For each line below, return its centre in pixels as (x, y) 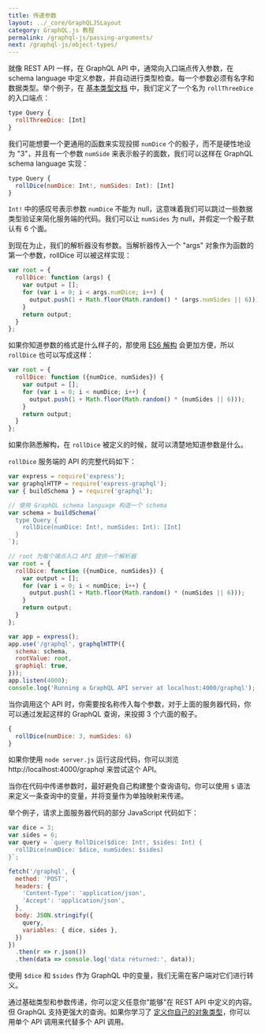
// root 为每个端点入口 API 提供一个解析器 (72, 556)
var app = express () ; (44, 636)
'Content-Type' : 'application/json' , (84, 894)
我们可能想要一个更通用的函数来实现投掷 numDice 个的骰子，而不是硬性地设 (129, 144)
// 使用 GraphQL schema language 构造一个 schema (88, 505)
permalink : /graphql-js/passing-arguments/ (81, 37)
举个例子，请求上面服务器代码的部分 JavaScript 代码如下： (104, 813)
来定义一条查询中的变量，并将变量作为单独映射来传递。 (98, 796)
